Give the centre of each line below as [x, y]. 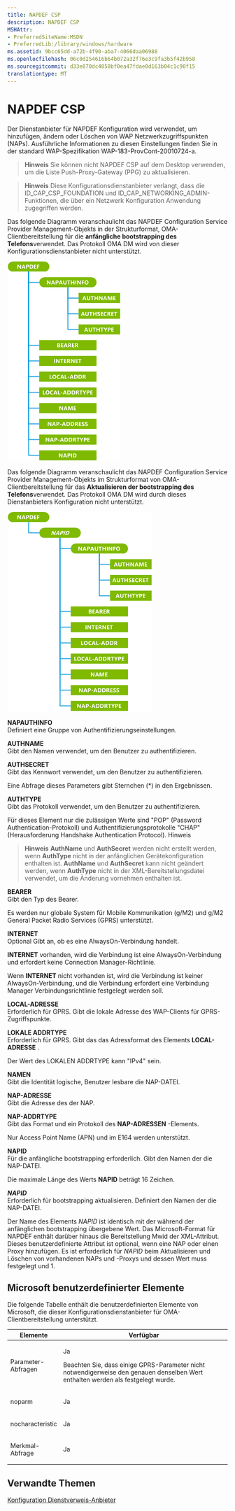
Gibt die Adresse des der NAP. [51, 1102]
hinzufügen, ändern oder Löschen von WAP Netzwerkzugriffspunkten [108, 136]
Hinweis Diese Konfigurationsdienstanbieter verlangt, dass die [114, 185]
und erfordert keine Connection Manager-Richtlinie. [81, 962]
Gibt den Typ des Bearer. [43, 899]
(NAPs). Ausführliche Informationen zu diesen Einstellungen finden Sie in [113, 143]
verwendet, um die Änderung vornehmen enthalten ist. [103, 878]
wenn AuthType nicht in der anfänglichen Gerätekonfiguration [114, 856]
